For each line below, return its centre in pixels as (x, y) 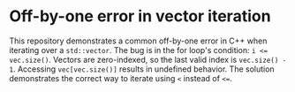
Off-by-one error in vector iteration (140, 16)
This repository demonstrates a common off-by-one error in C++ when (138, 41)
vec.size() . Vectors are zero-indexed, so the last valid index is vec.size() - (148, 59)
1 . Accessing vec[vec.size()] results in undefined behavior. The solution (142, 69)
